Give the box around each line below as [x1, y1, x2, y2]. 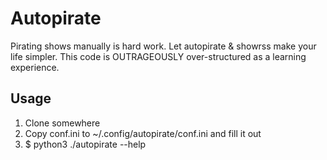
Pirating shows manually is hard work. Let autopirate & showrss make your [10, 40, 317, 52]
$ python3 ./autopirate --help [24, 138, 147, 150]
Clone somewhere [24, 117, 101, 129]
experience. [10, 61, 60, 73]
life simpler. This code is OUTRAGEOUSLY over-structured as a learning [10, 50, 307, 62]
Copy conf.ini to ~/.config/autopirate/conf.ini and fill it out [24, 127, 262, 139]
